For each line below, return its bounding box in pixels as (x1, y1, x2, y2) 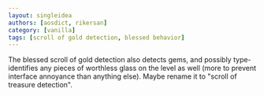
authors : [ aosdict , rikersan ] (8, 19, 108, 27)
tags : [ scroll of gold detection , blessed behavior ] (8, 33, 185, 42)
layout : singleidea (8, 11, 73, 20)
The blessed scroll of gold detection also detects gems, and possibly (8, 55, 232, 65)
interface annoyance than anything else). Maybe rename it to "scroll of (8, 72, 238, 81)
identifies (8, 64, 39, 73)
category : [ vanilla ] (8, 26, 76, 34)
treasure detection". (8, 80, 73, 90)
